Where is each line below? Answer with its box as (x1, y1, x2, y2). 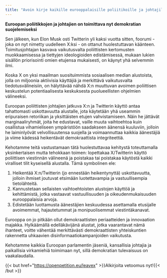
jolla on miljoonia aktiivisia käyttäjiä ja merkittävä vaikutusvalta (5, 77, 133, 83)
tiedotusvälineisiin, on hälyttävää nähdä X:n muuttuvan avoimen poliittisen (5, 83, 157, 89)
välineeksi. (5, 93, 27, 99)
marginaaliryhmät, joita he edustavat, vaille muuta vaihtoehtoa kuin (5, 119, 142, 125)
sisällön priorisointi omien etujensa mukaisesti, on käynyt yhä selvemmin (5, 57, 154, 63)
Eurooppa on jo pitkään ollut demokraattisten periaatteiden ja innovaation (5, 216, 155, 222)
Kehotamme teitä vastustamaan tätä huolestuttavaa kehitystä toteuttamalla (5, 144, 158, 150)
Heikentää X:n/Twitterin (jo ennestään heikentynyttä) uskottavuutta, (12, 170, 151, 176)
